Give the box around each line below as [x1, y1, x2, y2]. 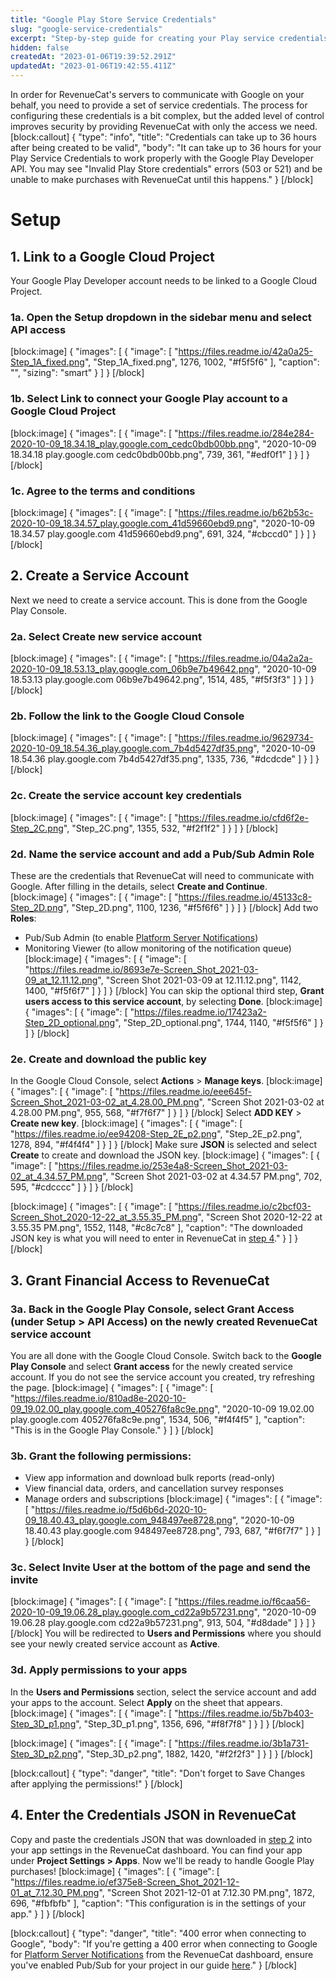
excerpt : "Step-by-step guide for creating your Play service [10, 33, 275, 43]
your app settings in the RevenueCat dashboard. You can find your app [10, 1844, 303, 1856]
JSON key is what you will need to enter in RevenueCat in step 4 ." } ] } [10, 1232, 299, 1245]
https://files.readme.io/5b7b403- [178, 1707, 314, 1719]
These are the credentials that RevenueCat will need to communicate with [10, 869, 315, 881]
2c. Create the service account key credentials [10, 789, 242, 803]
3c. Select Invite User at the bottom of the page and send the [10, 1561, 312, 1575]
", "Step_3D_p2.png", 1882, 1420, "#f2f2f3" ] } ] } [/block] [77, 1747, 313, 1760]
